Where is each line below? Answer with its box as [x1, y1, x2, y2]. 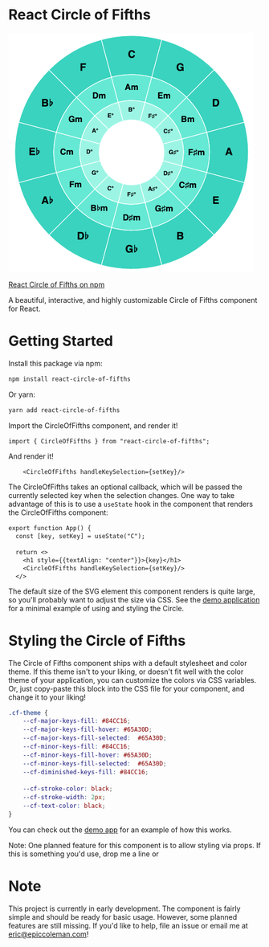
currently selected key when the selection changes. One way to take [8, 490, 235, 500]
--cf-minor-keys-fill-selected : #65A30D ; [22, 759, 167, 768]
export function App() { [8, 524, 92, 532]
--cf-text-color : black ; [22, 802, 106, 810]
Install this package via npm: [8, 358, 103, 368]
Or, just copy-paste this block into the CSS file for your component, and [8, 684, 245, 693]
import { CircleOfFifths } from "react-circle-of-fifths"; [8, 437, 210, 445]
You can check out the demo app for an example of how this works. [8, 825, 232, 835]
